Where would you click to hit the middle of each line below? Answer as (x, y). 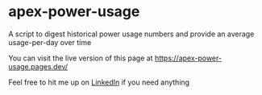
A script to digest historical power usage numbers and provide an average (131, 34)
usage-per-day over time (50, 42)
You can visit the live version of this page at (81, 58)
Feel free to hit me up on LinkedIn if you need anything (99, 82)
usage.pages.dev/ (38, 66)
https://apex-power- (188, 58)
